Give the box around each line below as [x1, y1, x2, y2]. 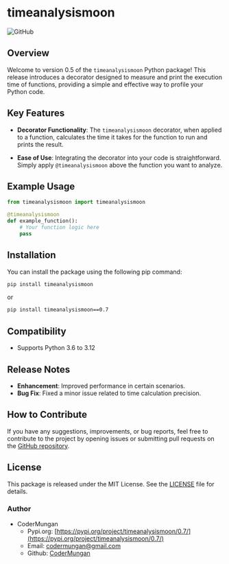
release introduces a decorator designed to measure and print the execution [7, 73, 223, 81]
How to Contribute [7, 409, 88, 421]
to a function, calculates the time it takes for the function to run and [16, 132, 208, 141]
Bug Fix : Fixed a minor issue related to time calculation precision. [16, 389, 202, 397]
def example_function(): [7, 218, 78, 224]
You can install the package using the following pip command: [7, 268, 182, 276]
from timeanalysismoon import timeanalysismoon [7, 199, 146, 206]
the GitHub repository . [7, 441, 70, 450]
